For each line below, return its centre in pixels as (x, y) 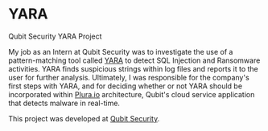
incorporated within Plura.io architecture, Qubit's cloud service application (132, 94)
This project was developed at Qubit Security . (84, 118)
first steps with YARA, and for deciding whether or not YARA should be (126, 86)
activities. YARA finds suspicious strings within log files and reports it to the (134, 68)
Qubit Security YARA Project (55, 36)
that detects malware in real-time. (64, 103)
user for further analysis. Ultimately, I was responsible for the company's (129, 77)
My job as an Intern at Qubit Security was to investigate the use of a (121, 51)
